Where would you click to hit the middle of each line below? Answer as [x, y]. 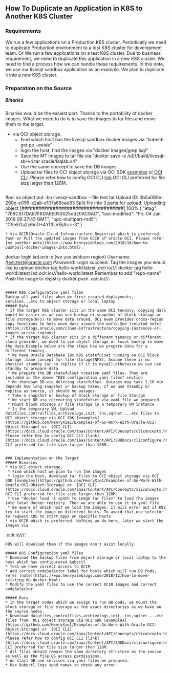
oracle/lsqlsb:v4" [59, 161]
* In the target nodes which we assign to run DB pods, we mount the [81, 602]
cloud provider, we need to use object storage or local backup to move [84, 342]
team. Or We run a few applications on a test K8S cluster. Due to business [83, 53]
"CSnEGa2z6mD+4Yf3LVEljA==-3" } [44, 224]
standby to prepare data [32, 368]
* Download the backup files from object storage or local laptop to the [86, 557]
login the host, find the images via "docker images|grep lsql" [84, 150]
